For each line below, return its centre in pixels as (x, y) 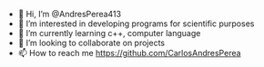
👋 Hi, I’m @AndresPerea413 (69, 14)
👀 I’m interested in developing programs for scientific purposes (136, 24)
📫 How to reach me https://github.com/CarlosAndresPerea (129, 53)
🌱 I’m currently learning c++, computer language (109, 33)
